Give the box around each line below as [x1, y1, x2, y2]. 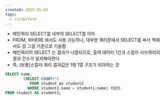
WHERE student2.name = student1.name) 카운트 [27, 86, 121, 91]
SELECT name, [5, 72, 32, 77]
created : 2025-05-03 [5, 7, 48, 12]
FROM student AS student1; [5, 90, 61, 95]
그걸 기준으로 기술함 [27, 43, 66, 49]
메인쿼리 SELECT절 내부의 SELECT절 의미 [12, 31, 95, 37]
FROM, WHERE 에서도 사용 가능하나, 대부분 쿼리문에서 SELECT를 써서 [12, 37, 151, 43]
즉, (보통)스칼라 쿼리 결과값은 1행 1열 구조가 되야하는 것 [12, 62, 119, 68]
